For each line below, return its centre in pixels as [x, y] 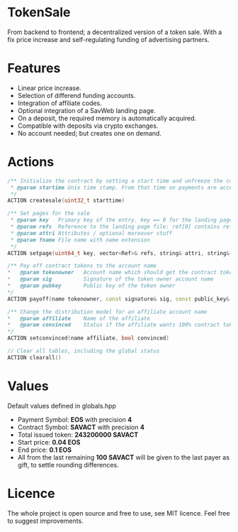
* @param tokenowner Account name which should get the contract [112, 273]
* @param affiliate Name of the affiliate [79, 318]
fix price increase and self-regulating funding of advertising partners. [108, 39]
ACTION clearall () [34, 357]
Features [34, 69]
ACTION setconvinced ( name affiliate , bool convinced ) [89, 338]
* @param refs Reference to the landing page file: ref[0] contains [115, 227]
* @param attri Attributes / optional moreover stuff [91, 233]
